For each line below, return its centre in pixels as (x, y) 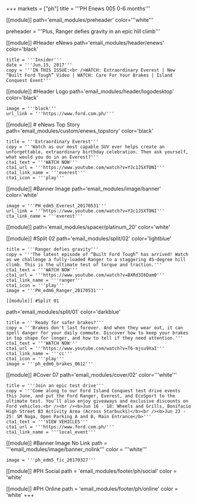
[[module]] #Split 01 (33, 301)
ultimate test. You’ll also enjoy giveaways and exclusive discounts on (97, 401)
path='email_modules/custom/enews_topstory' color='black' (80, 131)
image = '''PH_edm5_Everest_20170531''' (57, 206)
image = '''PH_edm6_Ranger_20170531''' (55, 291)
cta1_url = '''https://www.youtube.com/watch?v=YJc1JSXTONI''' (86, 167)
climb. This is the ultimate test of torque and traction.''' (84, 265)
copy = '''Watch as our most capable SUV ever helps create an (86, 147)
